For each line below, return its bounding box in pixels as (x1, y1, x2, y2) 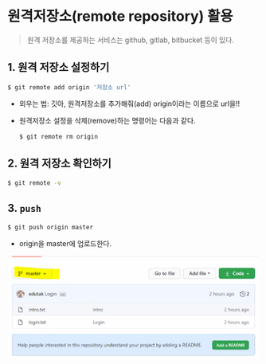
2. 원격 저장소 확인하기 (7, 156, 112, 170)
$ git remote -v (7, 179, 61, 187)
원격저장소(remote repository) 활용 (7, 7, 233, 25)
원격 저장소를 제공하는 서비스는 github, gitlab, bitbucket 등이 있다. (26, 35, 234, 45)
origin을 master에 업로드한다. (18, 238, 112, 248)
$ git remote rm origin (18, 132, 99, 140)
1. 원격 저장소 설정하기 (7, 61, 110, 74)
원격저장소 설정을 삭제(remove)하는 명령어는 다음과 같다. (18, 115, 196, 125)
